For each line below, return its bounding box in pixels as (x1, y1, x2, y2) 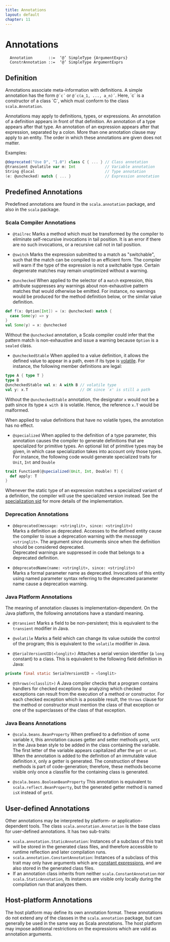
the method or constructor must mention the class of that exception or (12, 701, 159, 707)
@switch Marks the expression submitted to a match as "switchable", (12, 251, 155, 257)
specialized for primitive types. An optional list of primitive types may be (12, 443, 163, 449)
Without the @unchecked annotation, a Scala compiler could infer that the (5, 332, 155, 338)
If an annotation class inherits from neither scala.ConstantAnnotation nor (12, 870, 165, 877)
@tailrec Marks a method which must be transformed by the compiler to (12, 231, 164, 237)
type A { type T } (5, 373, 44, 378)
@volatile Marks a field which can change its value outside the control (12, 635, 160, 641)
